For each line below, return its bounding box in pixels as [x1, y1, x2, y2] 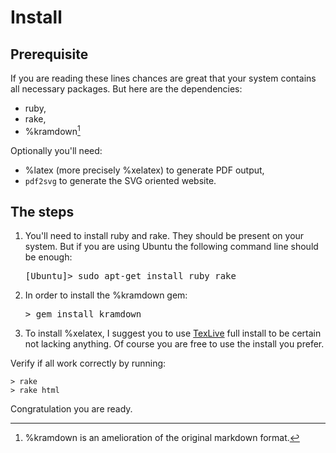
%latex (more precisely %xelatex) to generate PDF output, [24, 164, 265, 176]
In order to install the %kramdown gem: [24, 289, 188, 301]
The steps [10, 204, 75, 221]
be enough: [24, 251, 73, 263]
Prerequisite [10, 46, 89, 63]
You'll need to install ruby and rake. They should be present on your [24, 230, 305, 242]
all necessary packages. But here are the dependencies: [10, 83, 243, 95]
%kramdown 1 [24, 124, 81, 137]
